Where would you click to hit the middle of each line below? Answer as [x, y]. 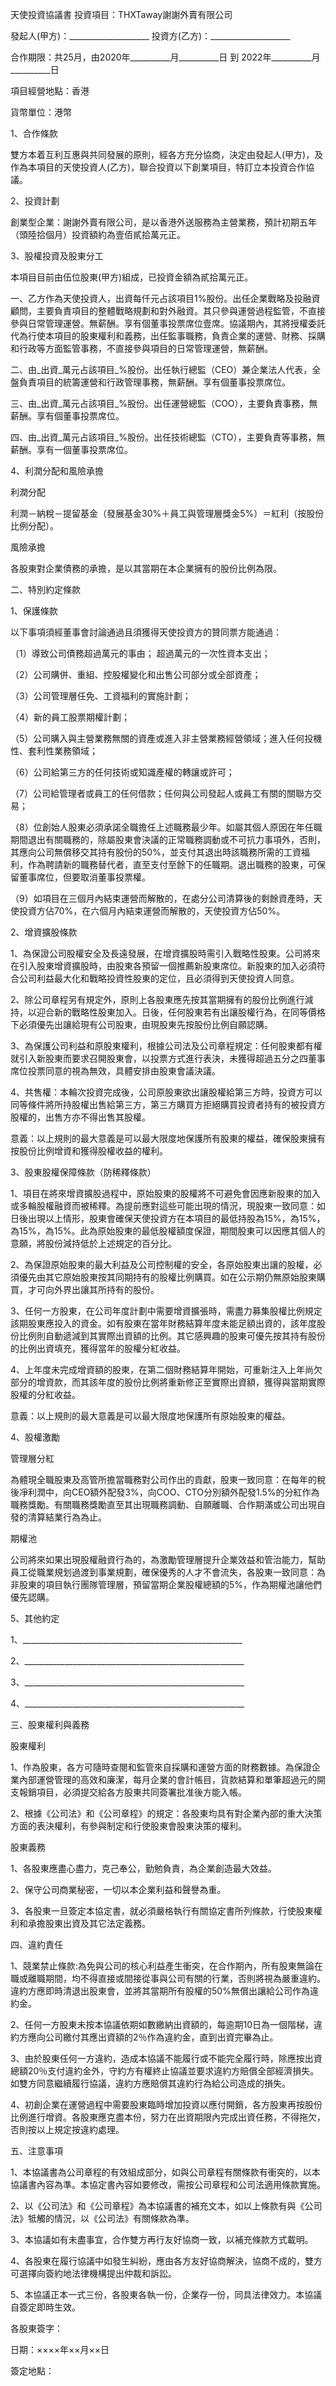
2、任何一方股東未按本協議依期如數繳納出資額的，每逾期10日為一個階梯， [162, 2024]
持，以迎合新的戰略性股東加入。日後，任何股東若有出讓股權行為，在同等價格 [168, 1012]
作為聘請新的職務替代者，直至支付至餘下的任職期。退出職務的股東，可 [172, 864]
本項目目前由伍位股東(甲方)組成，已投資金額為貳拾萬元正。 [132, 277]
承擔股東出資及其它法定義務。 [89, 1923]
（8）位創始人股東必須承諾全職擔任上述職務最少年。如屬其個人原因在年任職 [166, 827]
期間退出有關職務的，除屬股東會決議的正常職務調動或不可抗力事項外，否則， [168, 839]
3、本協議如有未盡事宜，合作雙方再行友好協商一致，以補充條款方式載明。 [162, 2239]
